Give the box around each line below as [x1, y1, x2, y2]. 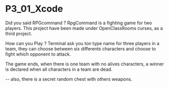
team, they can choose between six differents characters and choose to [5, 46, 156, 52]
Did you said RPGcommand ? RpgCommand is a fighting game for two [5, 20, 152, 26]
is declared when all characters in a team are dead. [5, 66, 113, 72]
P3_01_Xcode [5, 3, 63, 15]
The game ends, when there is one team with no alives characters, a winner [5, 61, 164, 67]
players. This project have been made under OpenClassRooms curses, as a [5, 25, 163, 31]
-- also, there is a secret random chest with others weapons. [5, 76, 132, 82]
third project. [5, 30, 32, 36]
